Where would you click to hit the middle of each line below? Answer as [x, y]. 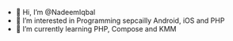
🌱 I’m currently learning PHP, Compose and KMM [96, 29]
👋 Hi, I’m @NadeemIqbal [55, 12]
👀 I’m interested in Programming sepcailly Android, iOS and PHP [120, 20]
